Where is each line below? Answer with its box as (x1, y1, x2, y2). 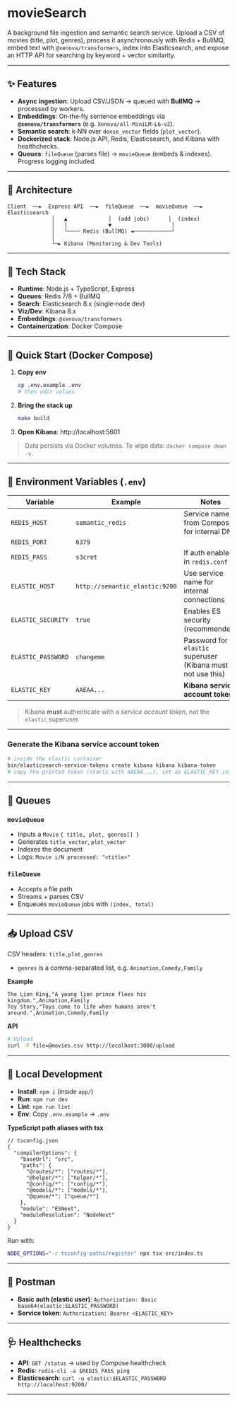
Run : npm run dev (17, 1094, 68, 1103)
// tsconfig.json (7, 1137, 59, 1144)
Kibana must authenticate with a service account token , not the (24, 707, 210, 716)
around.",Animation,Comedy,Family (7, 1009, 109, 1016)
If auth (183, 548, 205, 557)
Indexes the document (17, 845, 83, 854)
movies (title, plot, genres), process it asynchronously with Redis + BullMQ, (7, 35, 226, 44)
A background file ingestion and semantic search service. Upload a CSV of (7, 28, 225, 37)
